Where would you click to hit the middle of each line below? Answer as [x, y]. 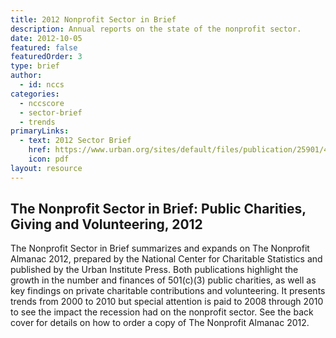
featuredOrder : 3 [46, 57]
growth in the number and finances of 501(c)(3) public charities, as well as [163, 280]
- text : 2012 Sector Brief [75, 141]
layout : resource [46, 168]
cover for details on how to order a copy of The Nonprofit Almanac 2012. [160, 323]
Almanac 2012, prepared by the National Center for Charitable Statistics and [166, 259]
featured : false [44, 47]
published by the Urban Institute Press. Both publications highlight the [154, 270]
